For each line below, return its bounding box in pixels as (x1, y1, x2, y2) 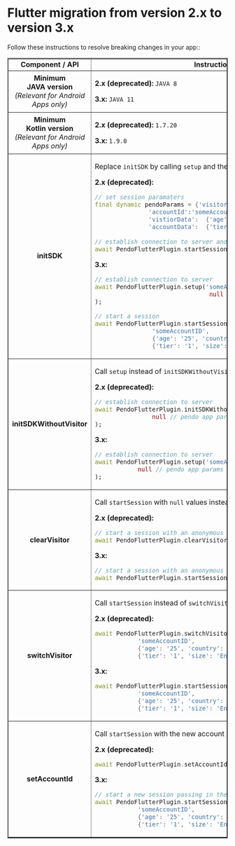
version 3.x (7, 20, 74, 36)
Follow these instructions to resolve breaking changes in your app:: (7, 43, 201, 51)
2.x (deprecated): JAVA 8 (94, 78, 177, 88)
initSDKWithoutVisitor (12, 419, 87, 429)
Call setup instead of (94, 366, 162, 376)
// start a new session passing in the (94, 791, 227, 799)
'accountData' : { (148, 223, 210, 230)
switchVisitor (27, 651, 73, 660)
